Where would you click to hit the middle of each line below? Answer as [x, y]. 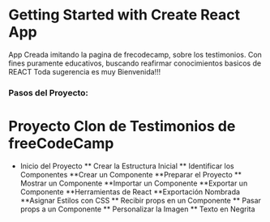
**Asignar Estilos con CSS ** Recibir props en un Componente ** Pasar [141, 200]
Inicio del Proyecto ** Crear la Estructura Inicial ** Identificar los [127, 166]
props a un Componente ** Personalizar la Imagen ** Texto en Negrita [137, 209]
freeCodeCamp [61, 144]
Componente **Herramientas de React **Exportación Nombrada [130, 191]
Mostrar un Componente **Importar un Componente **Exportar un [134, 183]
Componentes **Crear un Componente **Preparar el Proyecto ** [131, 174]
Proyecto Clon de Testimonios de [122, 126]
